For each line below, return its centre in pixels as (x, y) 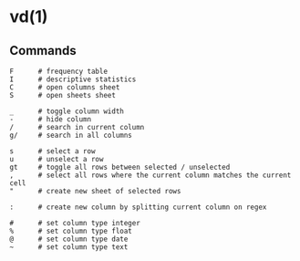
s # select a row (52, 151)
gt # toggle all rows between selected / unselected (120, 167)
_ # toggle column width (67, 111)
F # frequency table (58, 71)
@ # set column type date (69, 239)
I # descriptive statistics (73, 79)
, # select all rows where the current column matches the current (150, 175)
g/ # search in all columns (71, 135)
